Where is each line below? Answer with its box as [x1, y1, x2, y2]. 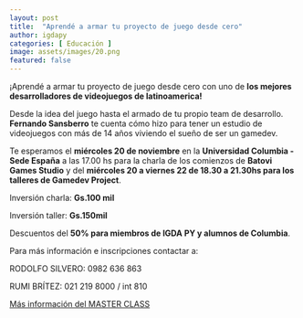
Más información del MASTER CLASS [9, 299, 151, 309]
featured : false [9, 56, 71, 65]
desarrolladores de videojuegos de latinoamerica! [9, 90, 203, 101]
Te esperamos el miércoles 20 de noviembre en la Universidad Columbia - [9, 145, 295, 156]
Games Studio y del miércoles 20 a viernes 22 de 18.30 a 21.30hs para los [9, 165, 295, 175]
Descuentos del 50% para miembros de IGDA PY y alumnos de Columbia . [9, 228, 290, 238]
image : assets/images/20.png [9, 48, 120, 57]
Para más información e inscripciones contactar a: [9, 246, 199, 256]
